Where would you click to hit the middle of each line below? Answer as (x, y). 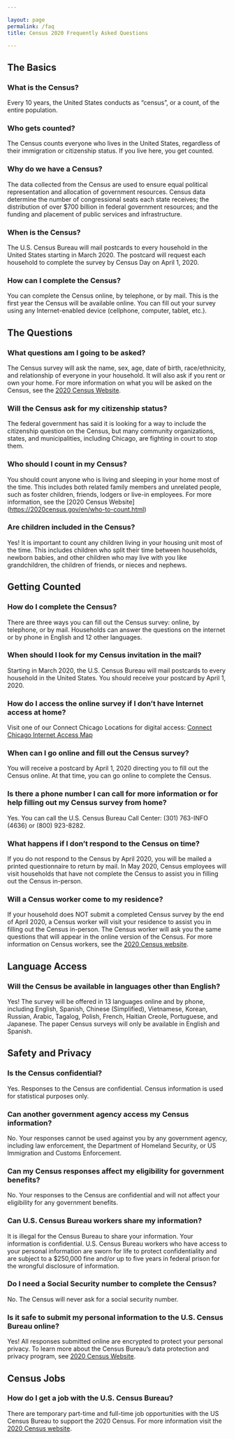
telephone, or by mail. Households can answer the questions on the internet (116, 629)
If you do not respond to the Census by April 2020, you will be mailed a (109, 859)
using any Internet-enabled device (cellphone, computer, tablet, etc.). (107, 311)
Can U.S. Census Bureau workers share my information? (105, 1221)
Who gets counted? (41, 128)
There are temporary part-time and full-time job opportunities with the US (113, 1413)
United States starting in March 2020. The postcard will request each (107, 255)
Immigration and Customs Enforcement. (65, 1152)
